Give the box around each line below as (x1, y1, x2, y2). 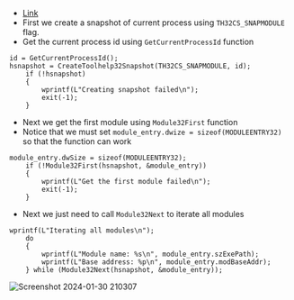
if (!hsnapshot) (25, 69, 87, 78)
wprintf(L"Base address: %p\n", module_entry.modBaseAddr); (41, 258, 272, 267)
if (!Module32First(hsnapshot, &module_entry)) (25, 161, 207, 170)
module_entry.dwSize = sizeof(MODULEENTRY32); (9, 153, 187, 162)
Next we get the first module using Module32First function (22, 117, 238, 127)
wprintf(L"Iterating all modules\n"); (9, 226, 155, 235)
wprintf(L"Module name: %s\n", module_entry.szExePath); (41, 250, 259, 259)
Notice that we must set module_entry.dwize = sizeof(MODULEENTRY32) (22, 126, 282, 137)
